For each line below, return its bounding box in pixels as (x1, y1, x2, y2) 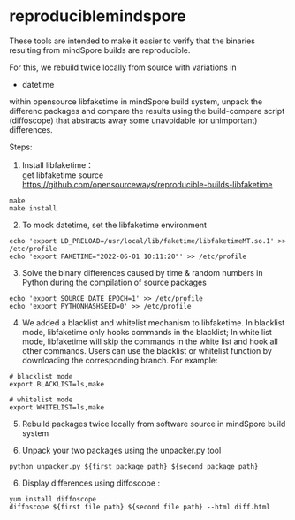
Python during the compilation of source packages (21, 277, 208, 287)
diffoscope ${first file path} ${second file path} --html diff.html (9, 502, 271, 511)
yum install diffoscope (9, 494, 97, 503)
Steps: (9, 141, 33, 152)
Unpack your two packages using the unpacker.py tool (21, 445, 222, 455)
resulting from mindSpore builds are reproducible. (9, 44, 191, 55)
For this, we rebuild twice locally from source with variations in (9, 62, 237, 73)
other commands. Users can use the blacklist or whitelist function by (21, 345, 272, 356)
